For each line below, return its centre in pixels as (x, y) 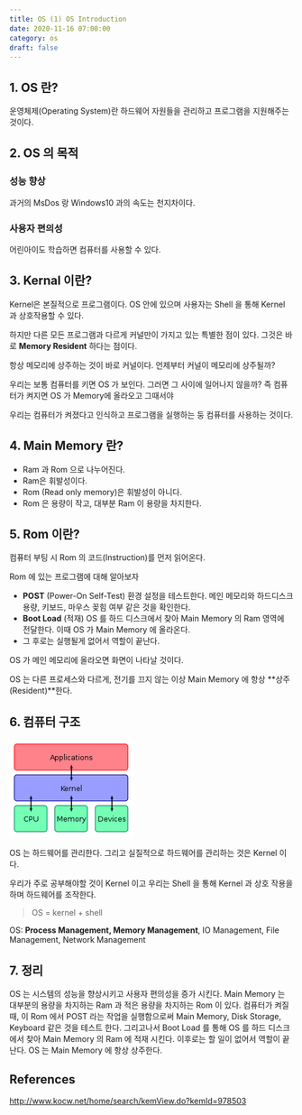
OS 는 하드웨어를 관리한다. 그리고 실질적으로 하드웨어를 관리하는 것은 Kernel (143, 853)
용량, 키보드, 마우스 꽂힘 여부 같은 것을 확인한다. (106, 607)
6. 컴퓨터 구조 (45, 722)
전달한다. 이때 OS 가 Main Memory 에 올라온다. (106, 630)
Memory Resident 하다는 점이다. (78, 346)
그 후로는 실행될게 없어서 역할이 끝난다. (91, 641)
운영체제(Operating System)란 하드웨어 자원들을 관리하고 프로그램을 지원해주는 (150, 111)
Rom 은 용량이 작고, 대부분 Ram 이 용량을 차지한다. (112, 503)
